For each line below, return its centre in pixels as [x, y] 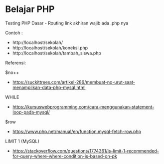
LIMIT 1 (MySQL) [22, 141]
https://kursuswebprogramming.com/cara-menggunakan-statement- [83, 106]
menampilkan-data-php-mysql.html [49, 87]
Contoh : [14, 32]
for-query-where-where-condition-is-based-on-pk [65, 156]
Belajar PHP [30, 9]
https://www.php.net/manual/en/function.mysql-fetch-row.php [77, 131]
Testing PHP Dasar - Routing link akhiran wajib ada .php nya [67, 23]
